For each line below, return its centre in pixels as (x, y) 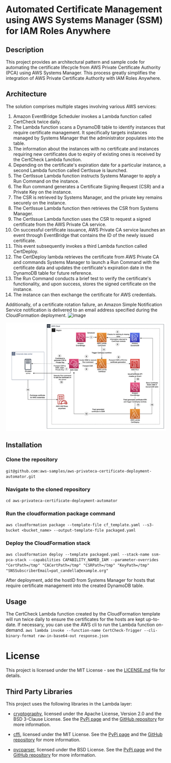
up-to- (153, 620)
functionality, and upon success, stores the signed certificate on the (84, 284)
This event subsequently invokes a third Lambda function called (80, 246)
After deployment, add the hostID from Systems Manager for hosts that (80, 580)
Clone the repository (32, 460)
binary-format (21, 636)
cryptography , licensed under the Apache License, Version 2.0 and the (87, 714)
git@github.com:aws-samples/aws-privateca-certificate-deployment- (79, 471)
